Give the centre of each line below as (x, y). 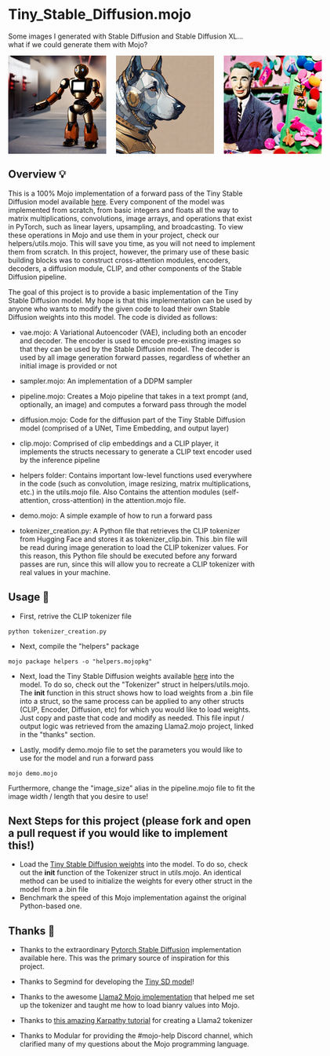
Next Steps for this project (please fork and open (130, 821)
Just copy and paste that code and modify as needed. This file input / (132, 717)
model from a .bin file (54, 889)
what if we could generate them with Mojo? (78, 44)
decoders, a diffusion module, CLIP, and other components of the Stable (125, 268)
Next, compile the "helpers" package (79, 646)
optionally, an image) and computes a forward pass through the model (133, 404)
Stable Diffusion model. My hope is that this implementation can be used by (130, 300)
